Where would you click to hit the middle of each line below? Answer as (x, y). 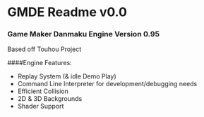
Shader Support (41, 106)
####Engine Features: (40, 63)
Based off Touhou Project (44, 49)
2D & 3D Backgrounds (50, 99)
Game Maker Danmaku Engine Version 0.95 (84, 34)
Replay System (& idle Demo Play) (67, 76)
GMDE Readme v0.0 (67, 12)
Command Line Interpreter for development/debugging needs (107, 84)
